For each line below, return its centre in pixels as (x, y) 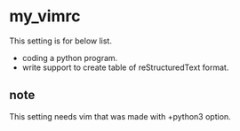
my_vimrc (45, 16)
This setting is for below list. (61, 41)
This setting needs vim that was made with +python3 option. (120, 116)
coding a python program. (70, 58)
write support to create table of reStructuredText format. (125, 67)
